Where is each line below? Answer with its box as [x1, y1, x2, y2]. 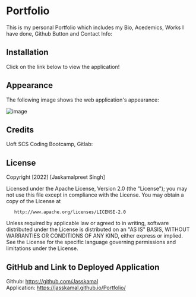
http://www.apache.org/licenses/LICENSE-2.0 [14, 209, 127, 215]
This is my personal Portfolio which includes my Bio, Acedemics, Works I [6, 24, 184, 31]
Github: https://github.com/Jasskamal [6, 278, 99, 285]
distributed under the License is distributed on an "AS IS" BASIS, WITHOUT [6, 226, 190, 233]
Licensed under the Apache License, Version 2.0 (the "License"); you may [6, 185, 188, 192]
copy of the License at [6, 198, 61, 205]
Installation [6, 48, 49, 58]
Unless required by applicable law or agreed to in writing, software [6, 220, 169, 227]
